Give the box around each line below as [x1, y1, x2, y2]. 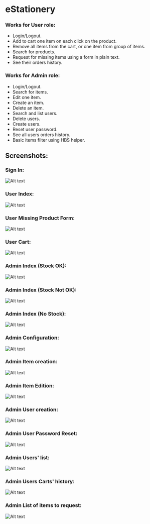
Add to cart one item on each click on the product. [12, 38, 117, 44]
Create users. [12, 121, 41, 127]
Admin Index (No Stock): [5, 310, 66, 317]
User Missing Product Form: [5, 215, 75, 222]
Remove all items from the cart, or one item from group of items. [12, 44, 145, 50]
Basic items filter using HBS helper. [12, 137, 85, 143]
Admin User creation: [5, 406, 59, 413]
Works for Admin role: [5, 72, 60, 79]
